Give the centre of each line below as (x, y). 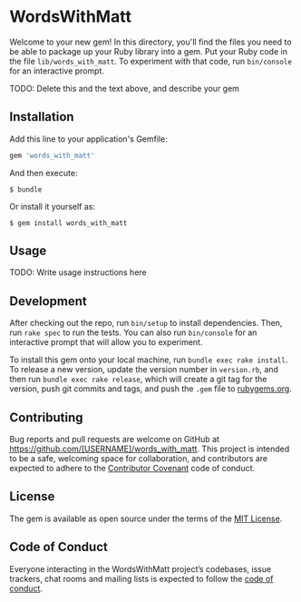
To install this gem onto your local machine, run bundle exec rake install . (149, 360)
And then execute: (44, 173)
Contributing (46, 417)
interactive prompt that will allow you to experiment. (106, 342)
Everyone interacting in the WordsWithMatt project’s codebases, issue (141, 568)
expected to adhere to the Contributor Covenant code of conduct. (132, 469)
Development (49, 301)
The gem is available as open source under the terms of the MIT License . (146, 518)
